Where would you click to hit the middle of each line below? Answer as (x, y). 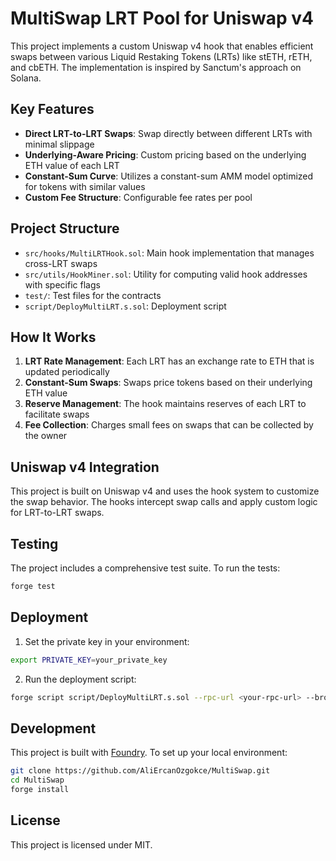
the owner (46, 436)
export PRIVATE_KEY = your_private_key (89, 660)
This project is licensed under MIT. (81, 844)
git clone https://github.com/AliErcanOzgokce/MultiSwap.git (140, 771)
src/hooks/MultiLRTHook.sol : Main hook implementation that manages (169, 253)
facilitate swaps (57, 414)
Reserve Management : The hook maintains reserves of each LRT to (165, 404)
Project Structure (65, 228)
